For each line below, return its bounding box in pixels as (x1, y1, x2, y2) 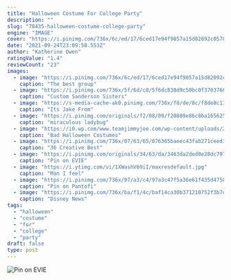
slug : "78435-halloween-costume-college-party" (7, 23, 146, 30)
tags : (7, 202, 23, 209)
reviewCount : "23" (7, 61, 60, 68)
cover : (7, 36, 26, 43)
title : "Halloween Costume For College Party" (7, 10, 143, 17)
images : (7, 67, 30, 74)
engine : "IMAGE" (7, 29, 54, 36)
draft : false (7, 240, 45, 248)
